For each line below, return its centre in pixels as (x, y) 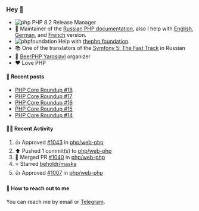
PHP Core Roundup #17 (43, 96)
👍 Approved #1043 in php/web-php (59, 142)
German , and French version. (50, 35)
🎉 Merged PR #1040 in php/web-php (60, 157)
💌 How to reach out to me (38, 188)
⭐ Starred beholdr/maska (46, 163)
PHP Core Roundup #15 (43, 109)
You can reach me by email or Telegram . (56, 201)
